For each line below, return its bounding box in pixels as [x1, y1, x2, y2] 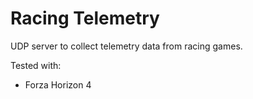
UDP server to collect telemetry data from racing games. [10, 40, 243, 52]
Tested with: [10, 59, 62, 71]
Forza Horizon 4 [24, 78, 92, 91]
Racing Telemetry [10, 7, 160, 30]
